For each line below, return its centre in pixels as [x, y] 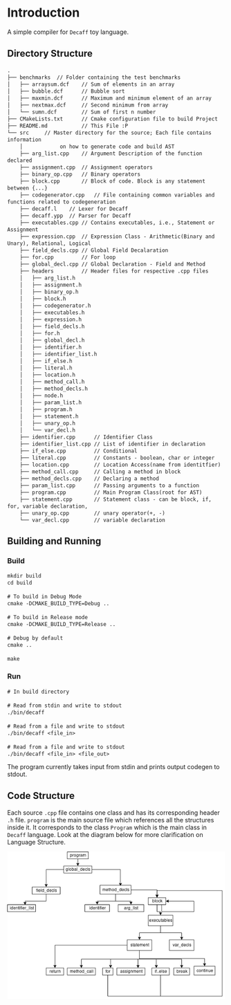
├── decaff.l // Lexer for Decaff [74, 209]
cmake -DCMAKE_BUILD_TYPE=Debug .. [58, 604]
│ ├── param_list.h [50, 403]
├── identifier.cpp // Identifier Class [86, 437]
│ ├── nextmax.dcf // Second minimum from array [88, 105]
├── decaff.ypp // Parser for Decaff [75, 216]
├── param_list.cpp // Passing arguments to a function [109, 486]
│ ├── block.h [43, 299]
